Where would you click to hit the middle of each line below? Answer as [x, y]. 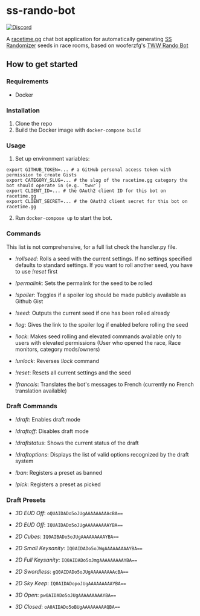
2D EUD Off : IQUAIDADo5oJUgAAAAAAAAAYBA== [69, 525]
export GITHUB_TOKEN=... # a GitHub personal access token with [89, 170]
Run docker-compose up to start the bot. [64, 218]
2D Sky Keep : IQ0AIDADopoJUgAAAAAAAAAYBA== [70, 583]
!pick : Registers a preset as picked [58, 484]
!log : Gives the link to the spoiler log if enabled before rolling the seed [102, 324]
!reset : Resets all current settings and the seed [73, 373]
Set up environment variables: [52, 159]
